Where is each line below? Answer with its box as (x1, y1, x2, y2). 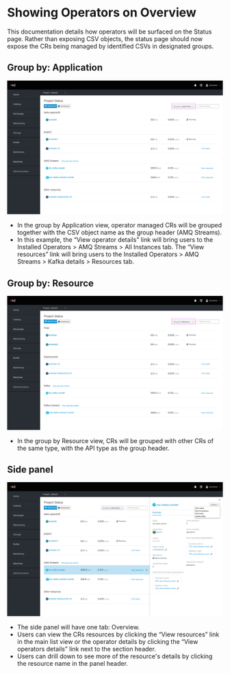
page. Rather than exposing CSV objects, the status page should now (7, 34, 203, 42)
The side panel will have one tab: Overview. (16, 623, 140, 631)
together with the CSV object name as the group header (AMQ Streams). (16, 228, 222, 237)
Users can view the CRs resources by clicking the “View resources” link (16, 630, 220, 638)
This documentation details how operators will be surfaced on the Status (7, 27, 212, 36)
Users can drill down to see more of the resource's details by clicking (16, 652, 213, 660)
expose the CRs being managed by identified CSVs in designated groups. (7, 42, 214, 50)
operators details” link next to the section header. (16, 645, 156, 653)
